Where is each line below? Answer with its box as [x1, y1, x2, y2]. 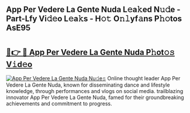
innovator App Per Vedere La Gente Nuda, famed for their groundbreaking [6, 94, 184, 101]
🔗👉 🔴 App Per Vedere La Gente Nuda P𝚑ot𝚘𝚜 [6, 47, 175, 57]
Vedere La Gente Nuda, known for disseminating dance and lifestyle [6, 81, 170, 88]
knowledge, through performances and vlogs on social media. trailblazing [6, 88, 184, 94]
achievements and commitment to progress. [6, 100, 112, 107]
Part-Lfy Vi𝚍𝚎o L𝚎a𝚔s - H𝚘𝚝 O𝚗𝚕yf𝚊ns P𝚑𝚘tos [6, 14, 182, 24]
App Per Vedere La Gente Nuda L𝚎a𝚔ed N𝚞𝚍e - [6, 5, 181, 15]
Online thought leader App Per [107, 75, 181, 81]
